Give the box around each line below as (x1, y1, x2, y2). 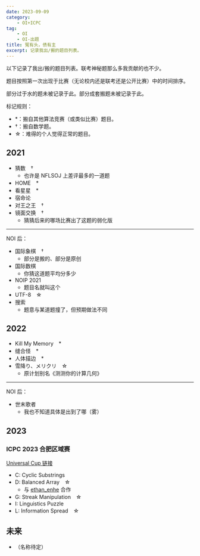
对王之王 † (14, 201, 44, 209)
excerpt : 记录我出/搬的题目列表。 (6, 48, 82, 54)
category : (6, 14, 31, 20)
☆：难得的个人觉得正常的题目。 (14, 130, 94, 137)
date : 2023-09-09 (6, 8, 49, 15)
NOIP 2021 (14, 277, 42, 284)
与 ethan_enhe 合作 (23, 486, 71, 493)
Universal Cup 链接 (6, 459, 53, 467)
